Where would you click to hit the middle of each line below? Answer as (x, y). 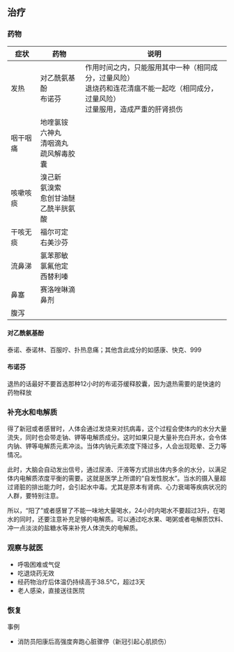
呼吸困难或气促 (39, 564)
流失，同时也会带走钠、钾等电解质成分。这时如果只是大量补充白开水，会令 (114, 437)
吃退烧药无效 (36, 573)
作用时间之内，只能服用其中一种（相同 (148, 67)
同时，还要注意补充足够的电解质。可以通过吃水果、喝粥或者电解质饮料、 (123, 519)
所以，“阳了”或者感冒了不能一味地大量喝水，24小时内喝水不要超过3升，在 (113, 511)
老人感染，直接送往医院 (51, 590)
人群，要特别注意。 (35, 496)
